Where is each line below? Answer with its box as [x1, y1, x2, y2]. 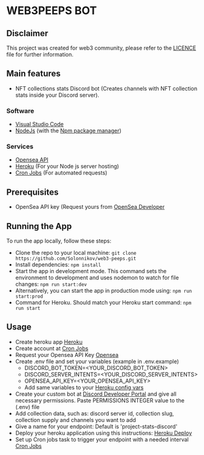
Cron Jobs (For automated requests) [15, 169, 108, 176]
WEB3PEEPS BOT [6, 4, 97, 18]
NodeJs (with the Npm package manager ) [15, 127, 122, 135]
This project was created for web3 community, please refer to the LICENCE [6, 44, 197, 51]
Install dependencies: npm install [15, 261, 101, 268]
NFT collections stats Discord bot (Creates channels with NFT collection [15, 85, 198, 92]
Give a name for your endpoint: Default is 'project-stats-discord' [15, 423, 178, 430]
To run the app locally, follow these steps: [6, 237, 111, 245]
